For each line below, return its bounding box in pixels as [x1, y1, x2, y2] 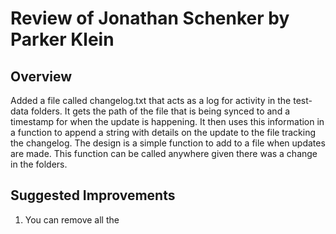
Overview [10, 68, 73, 85]
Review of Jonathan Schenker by [10, 7, 290, 30]
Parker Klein [10, 28, 115, 51]
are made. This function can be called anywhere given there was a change [10, 148, 318, 159]
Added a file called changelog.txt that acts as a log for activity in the [10, 95, 292, 106]
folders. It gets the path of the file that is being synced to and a [30, 105, 291, 117]
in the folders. [10, 158, 68, 170]
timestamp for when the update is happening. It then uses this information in [10, 116, 325, 127]
